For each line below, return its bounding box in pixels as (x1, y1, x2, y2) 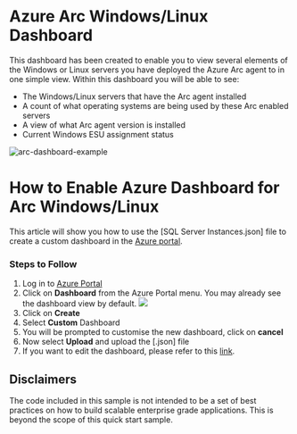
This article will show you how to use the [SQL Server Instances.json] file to (9, 226, 287, 237)
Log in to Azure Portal (21, 279, 103, 289)
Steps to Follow (9, 257, 78, 270)
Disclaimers (9, 371, 78, 387)
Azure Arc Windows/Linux (9, 6, 209, 27)
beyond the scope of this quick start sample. (9, 413, 174, 425)
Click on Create (21, 308, 80, 319)
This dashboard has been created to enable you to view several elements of (9, 54, 288, 65)
